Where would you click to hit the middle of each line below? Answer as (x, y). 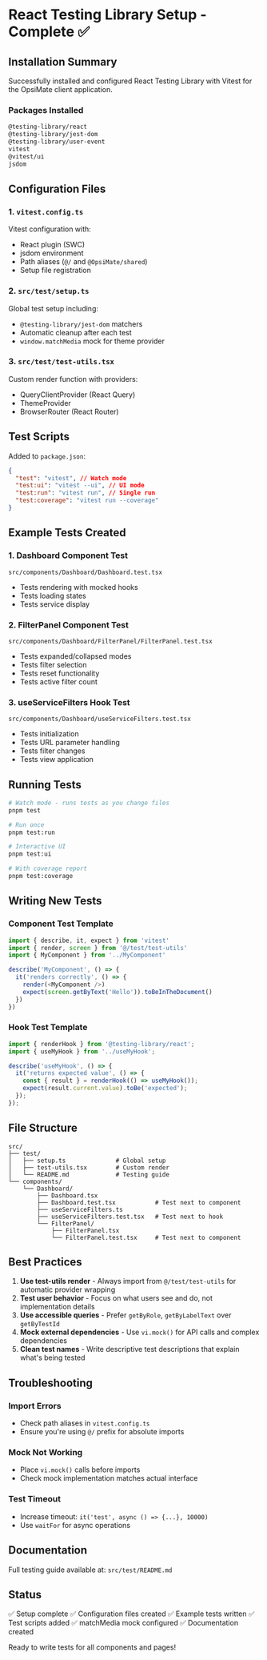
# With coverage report (48, 869)
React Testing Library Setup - (108, 15)
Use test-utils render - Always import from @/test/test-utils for (128, 1281)
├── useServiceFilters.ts (80, 1209)
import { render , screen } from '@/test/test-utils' (98, 948)
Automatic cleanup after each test (76, 332)
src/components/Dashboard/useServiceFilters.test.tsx (100, 719)
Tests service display (55, 604)
